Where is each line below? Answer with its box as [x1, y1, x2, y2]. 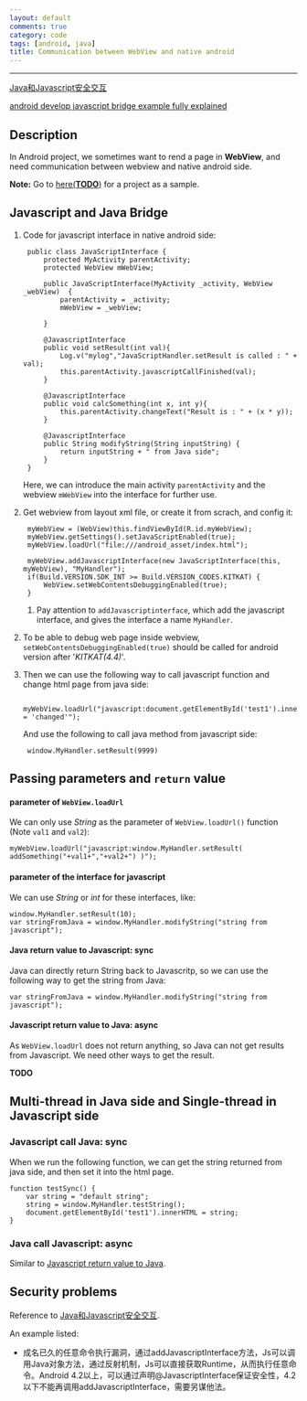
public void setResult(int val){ [43, 343, 171, 352]
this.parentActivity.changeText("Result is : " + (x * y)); [59, 407, 294, 416]
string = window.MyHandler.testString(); [26, 1200, 185, 1209]
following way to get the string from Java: [9, 975, 166, 986]
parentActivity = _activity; [59, 294, 171, 305]
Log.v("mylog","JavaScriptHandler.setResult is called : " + [59, 351, 298, 360]
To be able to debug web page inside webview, [22, 632, 201, 643]
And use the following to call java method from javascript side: [22, 728, 258, 739]
